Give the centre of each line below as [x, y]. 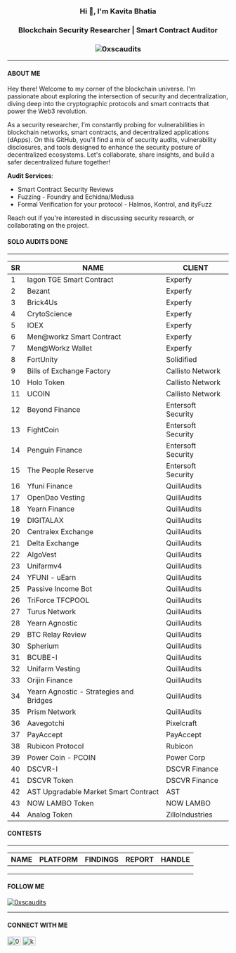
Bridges [40, 700]
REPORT [140, 859]
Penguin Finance [55, 450]
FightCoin [43, 429]
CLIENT [195, 268]
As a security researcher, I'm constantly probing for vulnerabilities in [106, 125]
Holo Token [46, 382]
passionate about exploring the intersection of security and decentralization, [118, 96]
